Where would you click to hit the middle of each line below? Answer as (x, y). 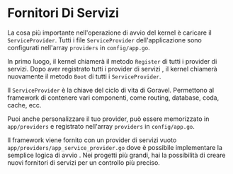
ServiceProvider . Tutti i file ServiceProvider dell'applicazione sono (104, 40)
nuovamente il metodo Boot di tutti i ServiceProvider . (84, 76)
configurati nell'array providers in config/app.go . (79, 47)
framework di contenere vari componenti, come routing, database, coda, (113, 98)
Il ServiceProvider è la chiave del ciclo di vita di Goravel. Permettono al (111, 90)
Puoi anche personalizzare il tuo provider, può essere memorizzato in (108, 119)
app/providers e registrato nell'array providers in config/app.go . (101, 126)
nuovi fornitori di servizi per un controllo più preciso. (84, 162)
